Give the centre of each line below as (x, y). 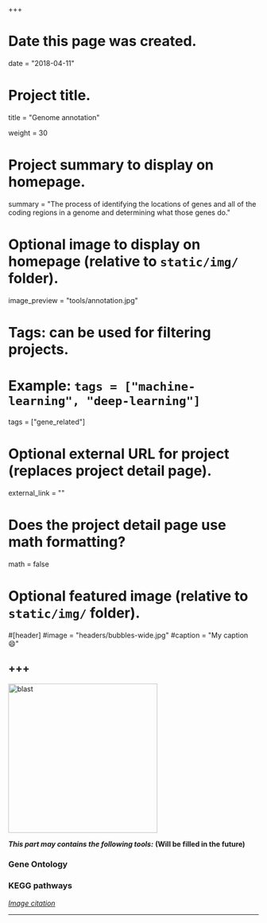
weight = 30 (28, 133)
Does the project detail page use (117, 525)
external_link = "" (37, 493)
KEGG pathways (41, 886)
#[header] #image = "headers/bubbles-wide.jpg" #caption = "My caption (128, 635)
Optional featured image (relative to (128, 596)
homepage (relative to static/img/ (124, 261)
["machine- (160, 387)
